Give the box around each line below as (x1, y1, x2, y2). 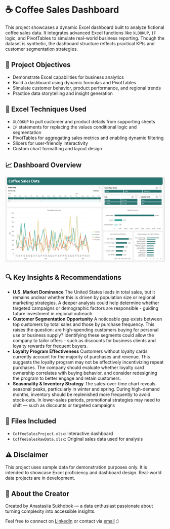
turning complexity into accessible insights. (5, 508, 96, 514)
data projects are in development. (5, 475, 75, 481)
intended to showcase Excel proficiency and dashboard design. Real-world (5, 469, 162, 475)
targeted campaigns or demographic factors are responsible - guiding (12, 305, 158, 311)
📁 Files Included (5, 417, 57, 425)
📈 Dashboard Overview (5, 160, 82, 169)
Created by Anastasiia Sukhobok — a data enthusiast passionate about (5, 503, 153, 509)
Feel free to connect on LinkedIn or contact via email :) (5, 518, 119, 524)
